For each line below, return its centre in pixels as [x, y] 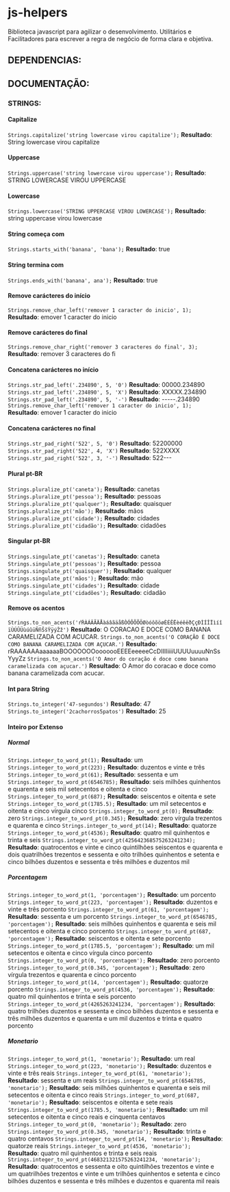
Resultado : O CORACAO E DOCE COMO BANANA [141, 630]
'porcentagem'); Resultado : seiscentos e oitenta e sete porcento [99, 938]
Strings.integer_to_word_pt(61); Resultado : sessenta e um [93, 774]
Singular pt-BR [29, 541]
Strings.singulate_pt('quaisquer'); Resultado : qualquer [90, 570]
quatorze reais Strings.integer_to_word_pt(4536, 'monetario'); [99, 1145]
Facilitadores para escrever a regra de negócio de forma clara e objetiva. [111, 38]
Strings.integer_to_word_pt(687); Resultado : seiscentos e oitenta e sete [112, 796]
